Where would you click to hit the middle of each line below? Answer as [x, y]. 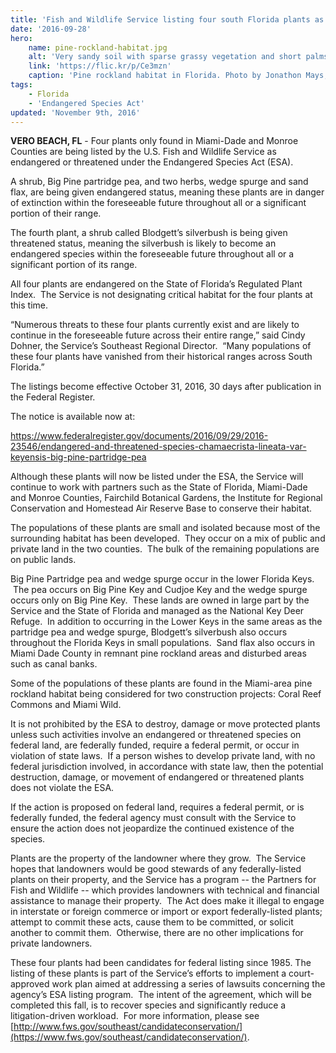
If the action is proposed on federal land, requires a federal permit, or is [157, 807]
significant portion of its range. [74, 265]
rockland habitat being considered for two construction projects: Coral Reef [166, 694]
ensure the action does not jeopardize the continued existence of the [152, 828]
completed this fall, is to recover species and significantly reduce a [148, 1005]
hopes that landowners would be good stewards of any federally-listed [156, 869]
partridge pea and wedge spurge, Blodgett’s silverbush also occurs [149, 632]
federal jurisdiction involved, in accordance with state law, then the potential [167, 767]
